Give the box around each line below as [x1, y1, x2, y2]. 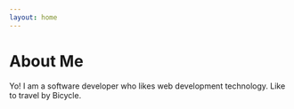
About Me [9, 51, 84, 71]
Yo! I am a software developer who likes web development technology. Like [9, 81, 286, 91]
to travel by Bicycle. [9, 90, 82, 100]
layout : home [9, 12, 58, 22]
